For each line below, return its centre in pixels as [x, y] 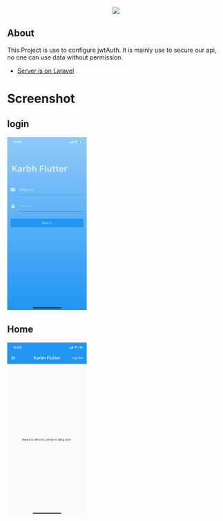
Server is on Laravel [46, 71]
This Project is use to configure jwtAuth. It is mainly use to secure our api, [112, 50]
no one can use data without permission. [65, 57]
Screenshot [41, 99]
